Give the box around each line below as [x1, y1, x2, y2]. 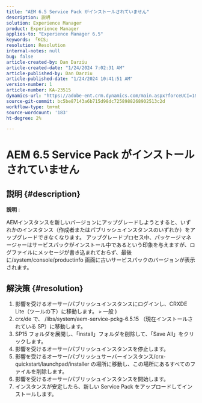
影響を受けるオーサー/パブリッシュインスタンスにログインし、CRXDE [14, 300, 188, 307]
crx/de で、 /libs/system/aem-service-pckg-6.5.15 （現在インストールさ [14, 315, 194, 322]
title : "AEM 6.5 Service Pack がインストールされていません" [6, 8, 150, 15]
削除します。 [35, 368, 68, 375]
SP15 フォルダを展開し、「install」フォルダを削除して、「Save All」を [14, 330, 184, 337]
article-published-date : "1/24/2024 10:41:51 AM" [6, 76, 133, 82]
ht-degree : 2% [6, 115, 42, 121]
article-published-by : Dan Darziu [6, 70, 93, 76]
